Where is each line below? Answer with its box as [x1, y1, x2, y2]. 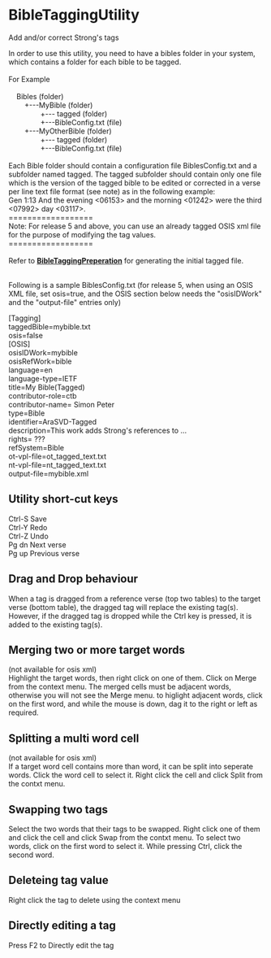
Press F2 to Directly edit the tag [8, 940, 114, 950]
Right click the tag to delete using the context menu [8, 895, 181, 904]
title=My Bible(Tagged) [8, 382, 85, 392]
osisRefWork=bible [8, 356, 72, 366]
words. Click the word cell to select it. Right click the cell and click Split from [8, 770, 264, 780]
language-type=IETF [8, 373, 78, 383]
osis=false [8, 330, 43, 340]
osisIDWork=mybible [8, 347, 79, 357]
